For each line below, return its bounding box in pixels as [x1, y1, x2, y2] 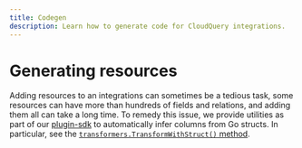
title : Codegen [9, 13, 67, 23]
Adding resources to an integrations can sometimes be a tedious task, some [9, 90, 294, 101]
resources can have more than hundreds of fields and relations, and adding [9, 100, 291, 111]
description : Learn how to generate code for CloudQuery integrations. [9, 22, 286, 31]
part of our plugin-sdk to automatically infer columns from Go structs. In [9, 119, 278, 130]
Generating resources [9, 60, 178, 81]
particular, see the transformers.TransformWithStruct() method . [9, 128, 251, 140]
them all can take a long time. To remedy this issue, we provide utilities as [9, 109, 284, 120]
